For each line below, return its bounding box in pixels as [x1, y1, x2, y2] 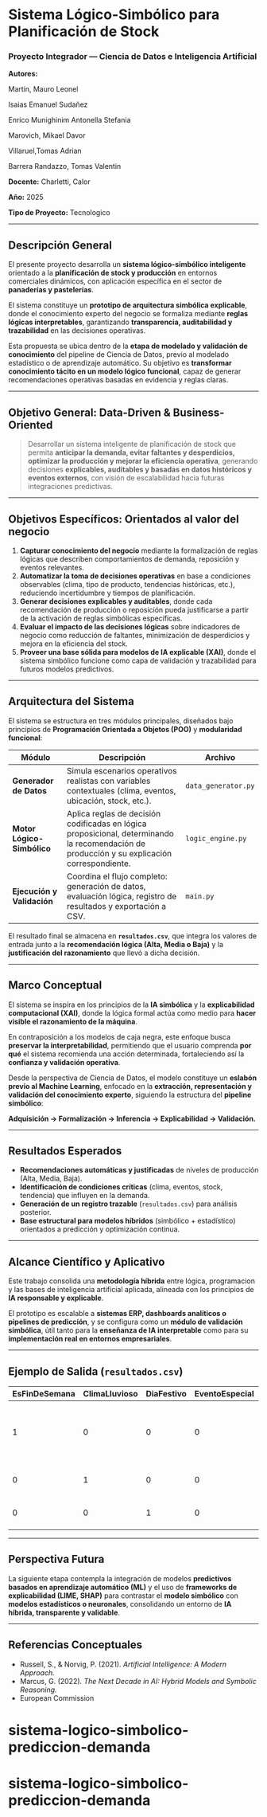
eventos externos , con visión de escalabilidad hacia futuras [27, 473, 225, 483]
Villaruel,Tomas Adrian [8, 146, 82, 156]
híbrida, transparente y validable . [8, 1607, 121, 1617]
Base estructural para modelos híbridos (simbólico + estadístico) [19, 1216, 236, 1226]
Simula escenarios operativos [66, 765, 177, 776]
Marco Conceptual [8, 978, 103, 993]
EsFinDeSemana [12, 1388, 75, 1399]
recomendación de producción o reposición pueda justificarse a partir [19, 605, 250, 614]
